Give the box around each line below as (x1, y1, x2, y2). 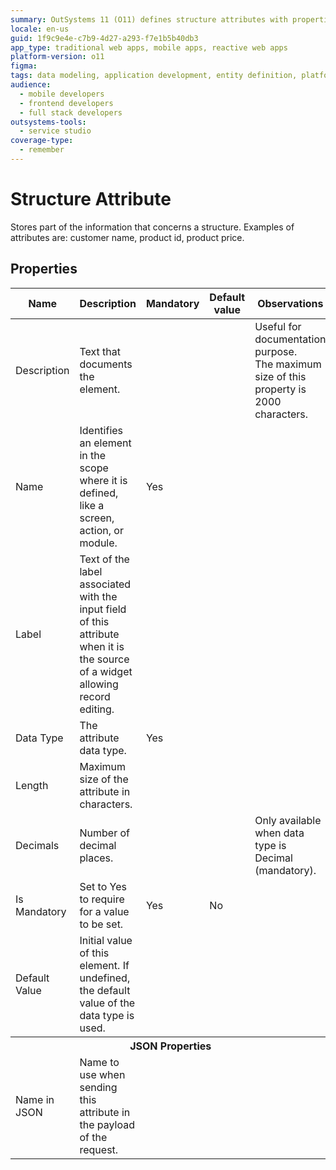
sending (79, 1080, 118, 1094)
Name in (15, 1092, 55, 1106)
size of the (79, 772, 129, 786)
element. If (79, 958, 130, 972)
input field (79, 602, 127, 616)
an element (79, 436, 132, 450)
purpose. (254, 344, 298, 358)
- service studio (19, 126, 92, 136)
